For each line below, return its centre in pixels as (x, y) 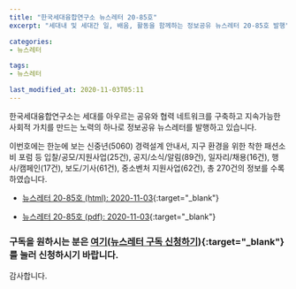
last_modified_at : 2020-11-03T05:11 (76, 90)
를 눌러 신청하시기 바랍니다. (64, 255)
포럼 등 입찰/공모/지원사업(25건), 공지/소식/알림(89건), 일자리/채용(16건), (144, 156)
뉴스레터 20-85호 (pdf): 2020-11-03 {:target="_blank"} (119, 217)
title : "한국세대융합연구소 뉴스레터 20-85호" (83, 17)
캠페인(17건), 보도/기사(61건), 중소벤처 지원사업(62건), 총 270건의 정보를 (144, 168)
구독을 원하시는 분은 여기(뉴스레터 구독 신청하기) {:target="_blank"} (147, 241)
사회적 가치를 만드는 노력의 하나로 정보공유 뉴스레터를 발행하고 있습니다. (133, 127)
